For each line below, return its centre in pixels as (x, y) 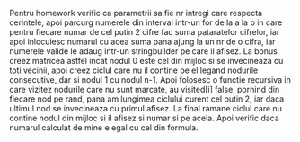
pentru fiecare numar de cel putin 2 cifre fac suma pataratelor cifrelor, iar (145, 32)
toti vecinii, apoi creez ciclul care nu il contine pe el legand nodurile (134, 70)
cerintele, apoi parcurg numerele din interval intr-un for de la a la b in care (146, 22)
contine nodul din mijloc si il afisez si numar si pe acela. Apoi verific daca (145, 118)
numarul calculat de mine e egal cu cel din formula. (104, 128)
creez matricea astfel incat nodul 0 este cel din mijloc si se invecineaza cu (146, 61)
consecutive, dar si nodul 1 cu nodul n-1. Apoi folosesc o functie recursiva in (150, 80)
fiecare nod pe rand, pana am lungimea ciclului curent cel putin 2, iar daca (147, 99)
